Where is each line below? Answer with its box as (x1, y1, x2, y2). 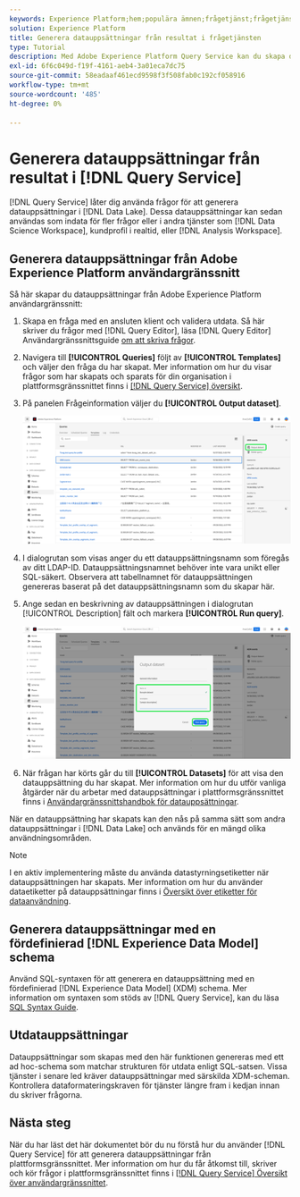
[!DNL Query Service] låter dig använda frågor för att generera (9, 197, 239, 207)
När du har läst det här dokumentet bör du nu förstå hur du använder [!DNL (9, 1139, 286, 1150)
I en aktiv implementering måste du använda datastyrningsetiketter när (9, 867, 270, 878)
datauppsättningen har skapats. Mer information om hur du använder (9, 877, 263, 888)
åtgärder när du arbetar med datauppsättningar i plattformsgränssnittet (21, 787, 284, 797)
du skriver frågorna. (9, 1089, 83, 1100)
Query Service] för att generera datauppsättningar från (9, 1149, 212, 1159)
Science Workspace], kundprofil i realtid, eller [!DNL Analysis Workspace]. (9, 225, 283, 236)
